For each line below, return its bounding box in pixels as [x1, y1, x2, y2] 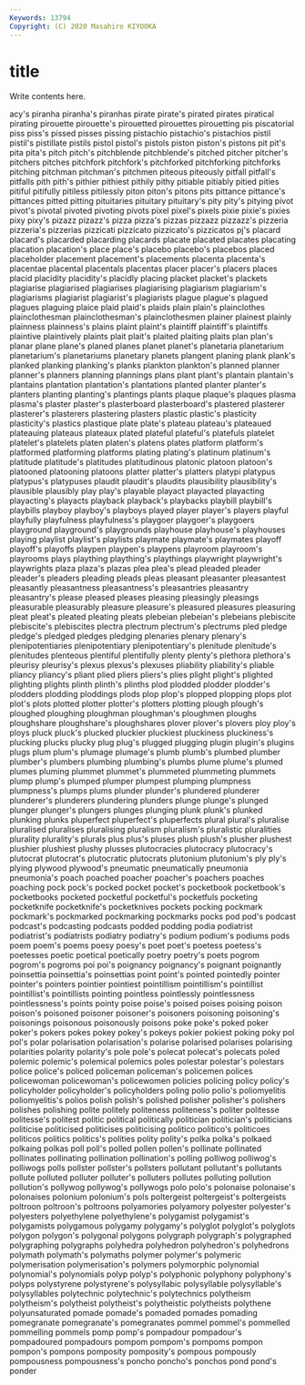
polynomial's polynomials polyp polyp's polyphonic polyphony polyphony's [9, 1269, 292, 1279]
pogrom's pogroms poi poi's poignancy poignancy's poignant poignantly [9, 959, 282, 970]
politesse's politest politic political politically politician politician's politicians [9, 1114, 293, 1125]
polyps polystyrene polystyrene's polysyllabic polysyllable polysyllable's [9, 1279, 282, 1289]
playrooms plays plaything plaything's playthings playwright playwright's [9, 553, 282, 564]
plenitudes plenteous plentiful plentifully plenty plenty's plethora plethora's [9, 650, 291, 661]
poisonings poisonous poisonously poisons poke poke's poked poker [9, 1017, 269, 1028]
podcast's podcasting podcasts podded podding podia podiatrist [9, 921, 253, 932]
